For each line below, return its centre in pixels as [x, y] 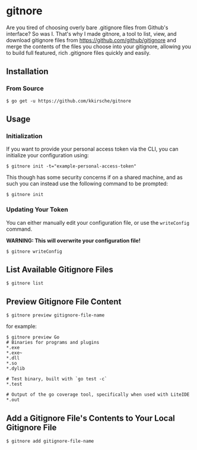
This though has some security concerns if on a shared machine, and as [94, 178]
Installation [27, 72]
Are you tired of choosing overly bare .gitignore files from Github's [87, 27]
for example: [22, 327]
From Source [25, 89]
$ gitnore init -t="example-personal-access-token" [71, 166]
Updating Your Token [37, 210]
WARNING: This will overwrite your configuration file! [73, 240]
